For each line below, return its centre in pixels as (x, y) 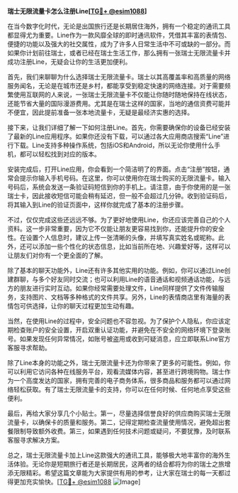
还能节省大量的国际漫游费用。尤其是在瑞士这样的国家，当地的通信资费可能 (116, 103)
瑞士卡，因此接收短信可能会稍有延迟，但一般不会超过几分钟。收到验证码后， (119, 196)
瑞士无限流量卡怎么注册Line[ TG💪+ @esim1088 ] (77, 11)
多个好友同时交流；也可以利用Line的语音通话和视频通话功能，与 (131, 279)
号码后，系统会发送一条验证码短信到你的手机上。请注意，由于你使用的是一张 (119, 187)
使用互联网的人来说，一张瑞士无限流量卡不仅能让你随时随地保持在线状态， (122, 94)
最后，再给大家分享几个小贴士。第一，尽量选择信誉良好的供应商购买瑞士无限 (119, 413)
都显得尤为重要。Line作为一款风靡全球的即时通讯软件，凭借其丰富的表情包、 (119, 35)
